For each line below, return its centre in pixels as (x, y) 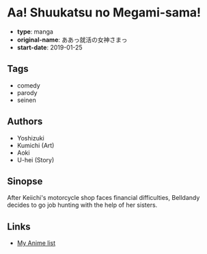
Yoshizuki (30, 138)
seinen (26, 100)
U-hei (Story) (36, 160)
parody (27, 92)
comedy (29, 85)
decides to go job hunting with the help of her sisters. (82, 205)
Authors (25, 122)
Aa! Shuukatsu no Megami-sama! (104, 13)
